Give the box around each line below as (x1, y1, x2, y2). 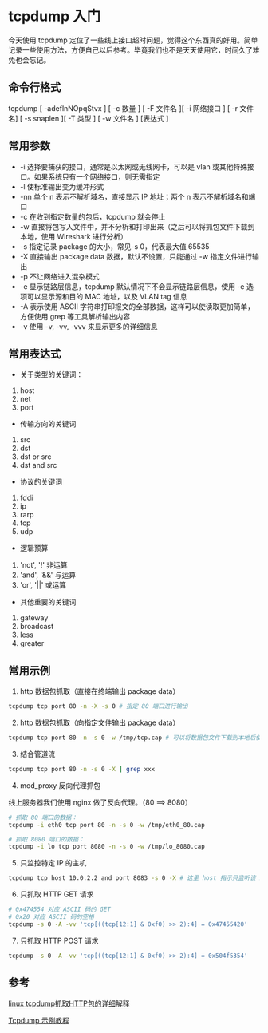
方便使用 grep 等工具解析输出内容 (19, 311, 131, 321)
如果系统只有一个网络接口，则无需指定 (33, 172, 160, 181)
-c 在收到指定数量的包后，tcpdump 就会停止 (19, 212, 166, 221)
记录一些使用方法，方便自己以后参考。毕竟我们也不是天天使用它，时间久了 (8, 45, 253, 54)
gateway (19, 613, 49, 623)
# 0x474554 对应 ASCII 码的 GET (8, 905, 112, 914)
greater (19, 639, 45, 648)
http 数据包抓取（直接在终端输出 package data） (19, 687, 180, 696)
